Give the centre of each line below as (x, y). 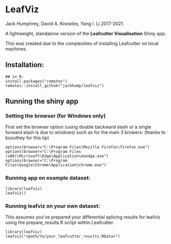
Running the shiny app (42, 102)
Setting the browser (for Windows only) (56, 116)
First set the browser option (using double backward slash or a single (78, 127)
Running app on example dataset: (48, 178)
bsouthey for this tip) (27, 138)
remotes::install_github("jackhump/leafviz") (55, 85)
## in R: (15, 77)
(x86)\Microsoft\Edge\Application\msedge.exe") (57, 156)
